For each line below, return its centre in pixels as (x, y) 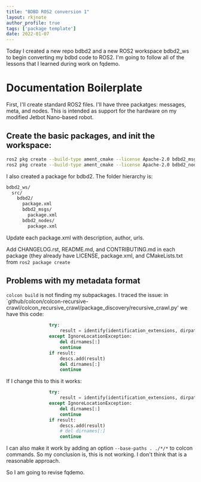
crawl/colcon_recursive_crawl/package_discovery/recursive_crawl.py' (93, 308)
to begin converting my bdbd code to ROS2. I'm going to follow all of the (95, 57)
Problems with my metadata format (73, 281)
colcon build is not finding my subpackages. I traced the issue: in (87, 295)
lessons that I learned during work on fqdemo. (63, 64)
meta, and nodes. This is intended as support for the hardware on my (92, 111)
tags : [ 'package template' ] (41, 28)
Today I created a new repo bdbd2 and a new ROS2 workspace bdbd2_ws (98, 51)
